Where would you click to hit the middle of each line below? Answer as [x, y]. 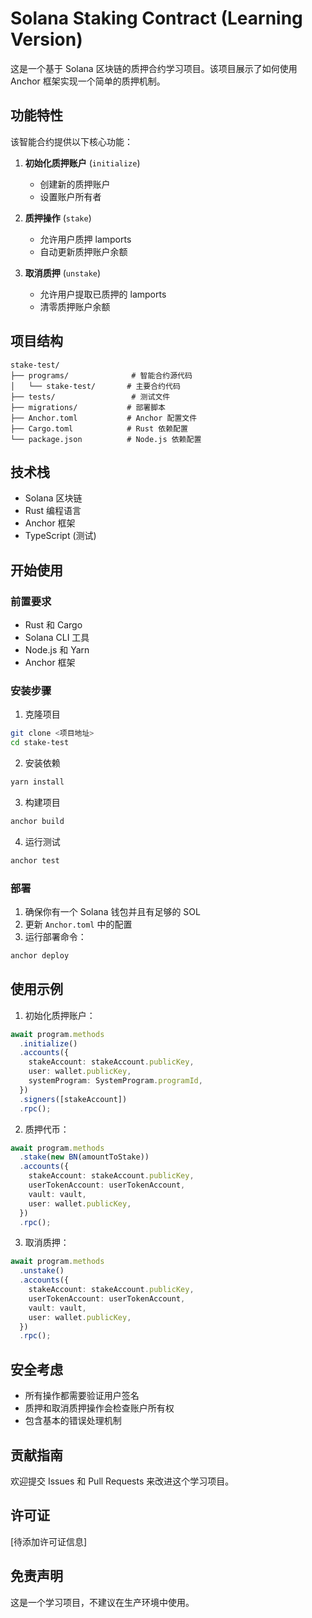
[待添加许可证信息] [49, 1541]
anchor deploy [40, 956]
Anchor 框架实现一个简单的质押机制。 [88, 81]
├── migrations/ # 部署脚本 [88, 407]
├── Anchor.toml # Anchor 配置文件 [104, 418]
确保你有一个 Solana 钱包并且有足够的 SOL [112, 912]
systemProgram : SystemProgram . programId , [115, 1081]
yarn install [37, 782]
